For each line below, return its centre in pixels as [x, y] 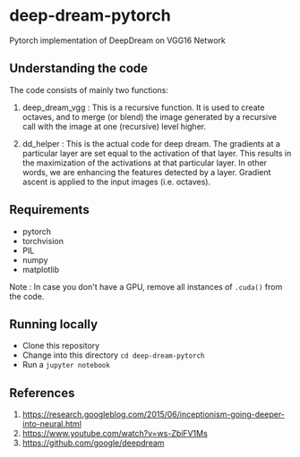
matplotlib [41, 269]
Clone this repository [61, 346]
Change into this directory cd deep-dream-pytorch [113, 355]
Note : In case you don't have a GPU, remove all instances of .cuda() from [146, 286]
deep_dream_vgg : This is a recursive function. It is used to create [143, 107]
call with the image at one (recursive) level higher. [114, 126]
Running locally [54, 324]
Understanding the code [79, 68]
